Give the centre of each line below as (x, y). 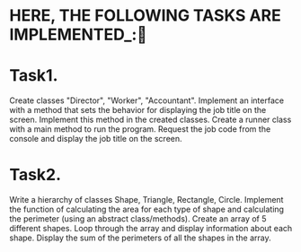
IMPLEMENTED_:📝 (79, 35)
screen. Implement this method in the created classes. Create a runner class (150, 120)
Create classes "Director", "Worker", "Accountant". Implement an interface (147, 100)
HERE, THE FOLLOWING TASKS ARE (145, 16)
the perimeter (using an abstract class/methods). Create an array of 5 (138, 219)
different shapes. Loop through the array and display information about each (151, 229)
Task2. (35, 175)
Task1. (34, 76)
